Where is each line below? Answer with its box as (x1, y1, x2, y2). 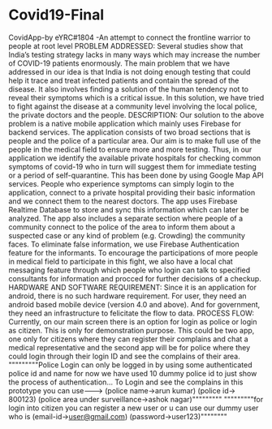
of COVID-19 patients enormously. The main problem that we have (8, 58, 231, 68)
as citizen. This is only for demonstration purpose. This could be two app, (8, 325, 255, 335)
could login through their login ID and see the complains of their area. (8, 351, 241, 361)
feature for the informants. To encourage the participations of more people (8, 247, 258, 257)
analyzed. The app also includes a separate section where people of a (8, 213, 244, 223)
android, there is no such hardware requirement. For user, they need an (8, 290, 247, 301)
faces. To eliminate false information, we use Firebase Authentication (8, 239, 240, 249)
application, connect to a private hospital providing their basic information (8, 187, 256, 197)
